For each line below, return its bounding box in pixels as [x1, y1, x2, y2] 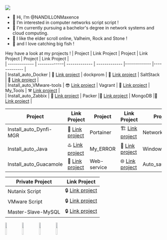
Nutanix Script [7, 188, 41, 195]
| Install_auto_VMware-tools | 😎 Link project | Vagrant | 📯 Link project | [5, 82, 150, 88]
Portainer [89, 129, 112, 136]
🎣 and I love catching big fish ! [12, 41, 75, 46]
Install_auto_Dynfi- [7, 126, 52, 133]
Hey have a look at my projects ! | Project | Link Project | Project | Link [5, 50, 148, 56]
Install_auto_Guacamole [7, 161, 63, 168]
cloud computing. [12, 30, 49, 36]
